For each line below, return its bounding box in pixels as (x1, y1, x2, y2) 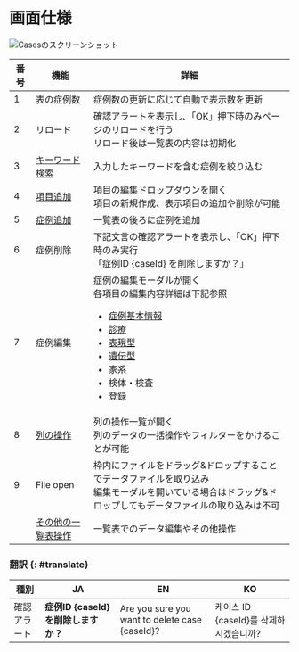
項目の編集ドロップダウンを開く (93, 184, 228, 196)
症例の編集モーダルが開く (93, 274, 201, 286)
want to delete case (119, 614, 203, 626)
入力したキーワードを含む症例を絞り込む (93, 160, 263, 172)
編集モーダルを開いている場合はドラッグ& (93, 485, 269, 498)
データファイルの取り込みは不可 (145, 499, 280, 511)
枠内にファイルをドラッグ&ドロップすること (93, 458, 278, 471)
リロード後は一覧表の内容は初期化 (93, 136, 237, 149)
